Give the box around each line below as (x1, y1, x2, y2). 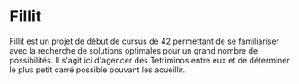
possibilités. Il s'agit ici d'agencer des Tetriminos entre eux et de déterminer (9, 55, 290, 65)
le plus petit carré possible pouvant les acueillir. (9, 64, 186, 75)
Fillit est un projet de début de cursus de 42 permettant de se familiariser (9, 36, 280, 46)
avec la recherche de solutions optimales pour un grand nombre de (9, 45, 259, 55)
